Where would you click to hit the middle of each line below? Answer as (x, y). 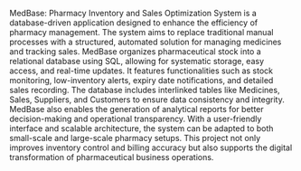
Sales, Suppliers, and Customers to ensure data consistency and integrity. (147, 100)
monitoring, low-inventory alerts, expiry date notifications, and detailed (141, 80)
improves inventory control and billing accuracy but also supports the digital (151, 147)
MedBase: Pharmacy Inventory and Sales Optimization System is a (133, 13)
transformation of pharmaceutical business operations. (112, 157)
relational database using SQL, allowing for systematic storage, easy (137, 61)
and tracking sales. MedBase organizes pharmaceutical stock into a (136, 52)
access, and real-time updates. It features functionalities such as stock (141, 71)
